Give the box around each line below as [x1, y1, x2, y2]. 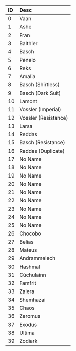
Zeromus [19, 313, 41, 319]
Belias [19, 239, 34, 245]
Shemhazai [19, 296, 46, 303]
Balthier [19, 40, 38, 47]
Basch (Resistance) [19, 139, 65, 146]
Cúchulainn [19, 272, 46, 278]
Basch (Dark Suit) [19, 90, 61, 96]
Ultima [19, 329, 35, 336]
